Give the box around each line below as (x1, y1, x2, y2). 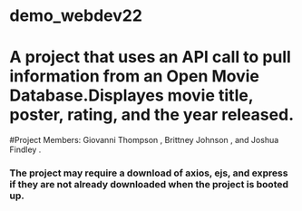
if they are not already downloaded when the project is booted (9, 178, 288, 191)
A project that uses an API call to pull (9, 47, 292, 68)
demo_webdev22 (9, 5, 143, 26)
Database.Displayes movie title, (9, 85, 254, 106)
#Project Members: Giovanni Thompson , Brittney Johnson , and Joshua (9, 135, 279, 146)
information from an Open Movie (9, 66, 260, 87)
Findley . (9, 144, 42, 155)
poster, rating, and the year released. (9, 105, 295, 125)
